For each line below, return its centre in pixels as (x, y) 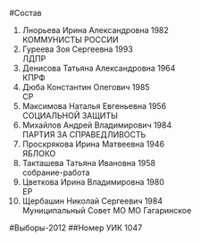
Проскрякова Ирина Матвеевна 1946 (93, 144)
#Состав (25, 13)
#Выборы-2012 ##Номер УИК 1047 (76, 228)
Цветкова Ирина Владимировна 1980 (93, 182)
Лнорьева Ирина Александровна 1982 (96, 30)
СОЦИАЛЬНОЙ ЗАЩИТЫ (70, 116)
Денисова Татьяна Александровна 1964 (99, 68)
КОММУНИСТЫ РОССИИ (70, 40)
